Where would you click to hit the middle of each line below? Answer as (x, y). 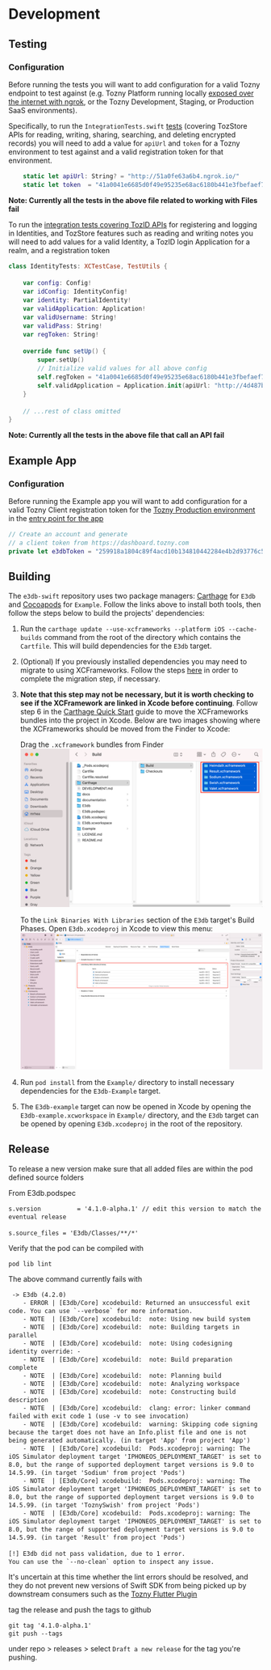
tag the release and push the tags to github (80, 1609)
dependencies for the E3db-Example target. (90, 1091)
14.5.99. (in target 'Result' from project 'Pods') (97, 1537)
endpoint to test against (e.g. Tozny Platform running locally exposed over (131, 93)
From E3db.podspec (42, 1193)
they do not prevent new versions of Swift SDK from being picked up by (127, 1585)
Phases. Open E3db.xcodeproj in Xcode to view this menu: (117, 928)
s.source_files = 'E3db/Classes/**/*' (73, 1233)
